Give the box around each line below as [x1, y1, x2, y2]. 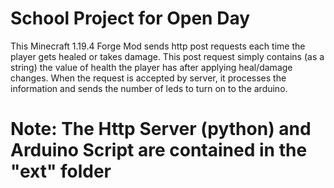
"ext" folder [10, 160, 112, 183]
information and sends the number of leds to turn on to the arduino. [10, 82, 288, 94]
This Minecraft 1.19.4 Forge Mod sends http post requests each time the [10, 40, 306, 52]
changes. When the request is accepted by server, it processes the [10, 72, 287, 84]
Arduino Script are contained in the [10, 139, 308, 162]
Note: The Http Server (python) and [10, 118, 312, 141]
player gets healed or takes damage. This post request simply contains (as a [10, 50, 325, 62]
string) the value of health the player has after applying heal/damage [10, 61, 293, 73]
